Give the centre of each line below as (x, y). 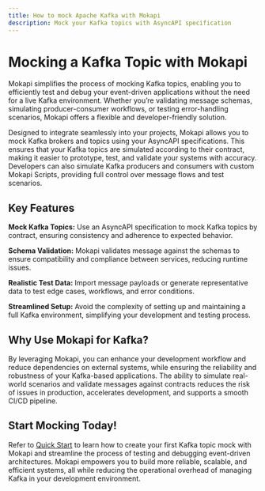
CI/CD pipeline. (33, 401)
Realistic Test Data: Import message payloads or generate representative (128, 283)
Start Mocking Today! (62, 426)
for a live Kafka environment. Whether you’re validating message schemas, (131, 100)
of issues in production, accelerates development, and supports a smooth (129, 393)
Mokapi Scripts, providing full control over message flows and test (116, 175)
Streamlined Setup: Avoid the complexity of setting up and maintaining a (127, 307)
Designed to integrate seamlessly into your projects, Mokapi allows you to (129, 133)
